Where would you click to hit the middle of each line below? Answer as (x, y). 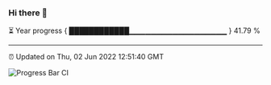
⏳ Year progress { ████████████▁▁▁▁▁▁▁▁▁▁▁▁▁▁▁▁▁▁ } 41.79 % (134, 30)
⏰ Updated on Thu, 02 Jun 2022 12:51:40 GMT (86, 57)
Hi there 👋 (28, 13)
